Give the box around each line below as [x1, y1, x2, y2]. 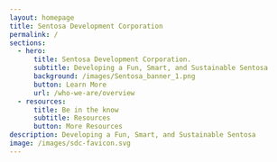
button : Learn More [32, 80, 106, 89]
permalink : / [9, 30, 59, 39]
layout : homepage [9, 13, 75, 22]
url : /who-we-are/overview [32, 88, 135, 97]
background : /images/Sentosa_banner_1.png [32, 72, 196, 81]
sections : [9, 38, 47, 48]
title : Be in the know [32, 105, 119, 114]
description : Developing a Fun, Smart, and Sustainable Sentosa [9, 130, 256, 139]
